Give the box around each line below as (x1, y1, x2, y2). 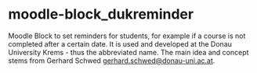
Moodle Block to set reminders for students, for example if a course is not (8, 31, 246, 40)
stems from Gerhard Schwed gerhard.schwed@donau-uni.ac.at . (8, 56, 215, 65)
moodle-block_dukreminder (8, 5, 194, 23)
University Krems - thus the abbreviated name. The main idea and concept (8, 47, 249, 57)
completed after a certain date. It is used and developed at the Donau (8, 39, 233, 48)
